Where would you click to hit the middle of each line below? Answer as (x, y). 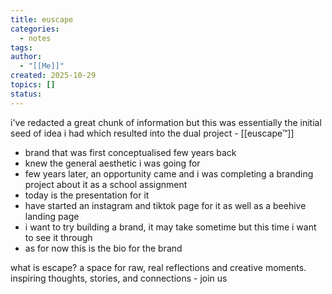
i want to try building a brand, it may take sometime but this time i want (170, 227)
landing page (52, 216)
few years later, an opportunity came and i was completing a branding (169, 173)
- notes (35, 38)
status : (26, 94)
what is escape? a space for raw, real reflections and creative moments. (158, 267)
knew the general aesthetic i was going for (112, 163)
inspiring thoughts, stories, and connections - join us (119, 278)
